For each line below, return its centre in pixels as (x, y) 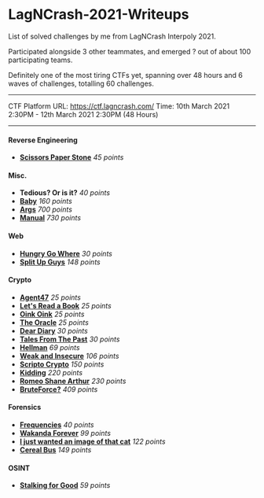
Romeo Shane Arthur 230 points (73, 381)
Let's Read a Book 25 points (65, 305)
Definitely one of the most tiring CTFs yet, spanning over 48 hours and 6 (126, 75)
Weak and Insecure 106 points (69, 356)
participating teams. (40, 60)
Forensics (25, 408)
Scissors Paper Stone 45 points (71, 157)
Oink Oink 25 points (52, 314)
